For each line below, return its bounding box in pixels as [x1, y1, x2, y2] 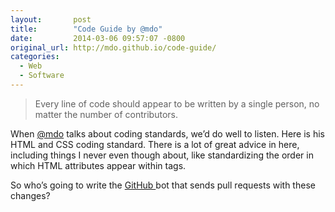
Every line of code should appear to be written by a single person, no [34, 97, 320, 110]
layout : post [10, 14, 92, 25]
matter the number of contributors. [34, 108, 178, 120]
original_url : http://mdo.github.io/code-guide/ [10, 42, 217, 53]
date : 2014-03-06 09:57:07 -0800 [10, 33, 186, 43]
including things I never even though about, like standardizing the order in [10, 149, 314, 161]
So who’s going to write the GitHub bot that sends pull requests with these [10, 179, 316, 191]
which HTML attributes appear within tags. [10, 159, 187, 171]
